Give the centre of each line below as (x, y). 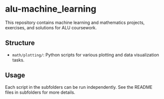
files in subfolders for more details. (40, 92)
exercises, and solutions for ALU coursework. (51, 27)
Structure (20, 43)
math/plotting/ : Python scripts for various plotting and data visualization (85, 55)
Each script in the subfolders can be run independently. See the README (79, 87)
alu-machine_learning (51, 9)
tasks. (18, 60)
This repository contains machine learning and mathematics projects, (75, 22)
